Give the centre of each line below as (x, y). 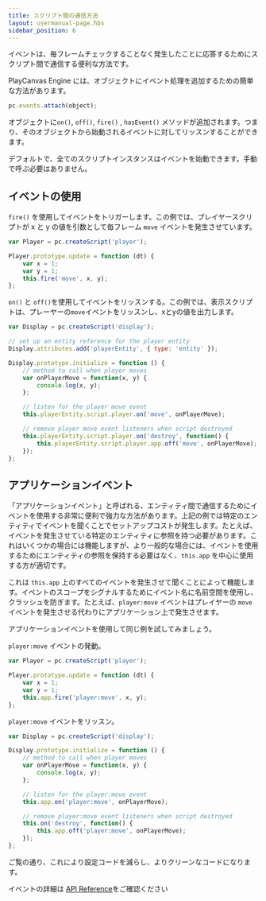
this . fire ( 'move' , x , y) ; (66, 278)
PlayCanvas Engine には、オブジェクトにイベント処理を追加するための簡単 (131, 81)
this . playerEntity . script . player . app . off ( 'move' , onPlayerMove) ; (147, 443)
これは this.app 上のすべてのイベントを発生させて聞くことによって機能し (128, 582)
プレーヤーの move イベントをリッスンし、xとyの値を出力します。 (133, 312)
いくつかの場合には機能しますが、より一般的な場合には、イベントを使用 (140, 546)
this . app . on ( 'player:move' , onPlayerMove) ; (96, 802)
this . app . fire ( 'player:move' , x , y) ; (85, 697)
